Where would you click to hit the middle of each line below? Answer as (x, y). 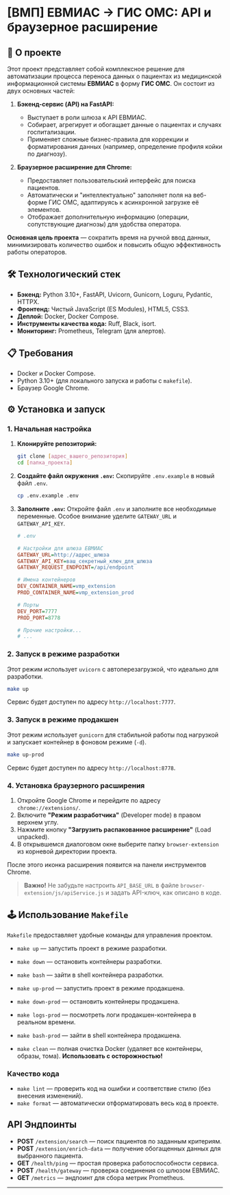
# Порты (28, 605)
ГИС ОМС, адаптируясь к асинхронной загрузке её (124, 202)
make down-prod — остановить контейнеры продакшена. (98, 1001)
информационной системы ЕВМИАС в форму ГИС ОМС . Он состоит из (111, 83)
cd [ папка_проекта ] (45, 463)
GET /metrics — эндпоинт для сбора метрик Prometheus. (101, 1177)
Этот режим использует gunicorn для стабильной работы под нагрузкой (113, 735)
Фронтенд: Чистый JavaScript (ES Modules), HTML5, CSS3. (103, 309)
